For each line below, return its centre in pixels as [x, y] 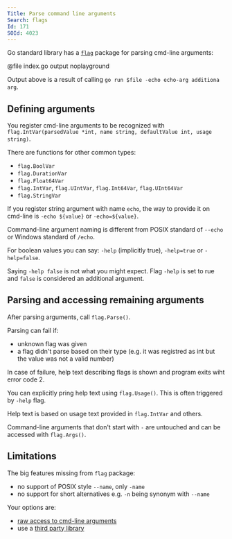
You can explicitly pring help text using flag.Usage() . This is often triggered [115, 393]
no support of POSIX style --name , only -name [81, 486]
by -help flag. [27, 400]
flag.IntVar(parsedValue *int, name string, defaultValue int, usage [110, 132]
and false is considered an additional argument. [76, 279]
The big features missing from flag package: [71, 473]
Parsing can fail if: [33, 330]
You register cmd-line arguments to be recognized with [86, 126]
